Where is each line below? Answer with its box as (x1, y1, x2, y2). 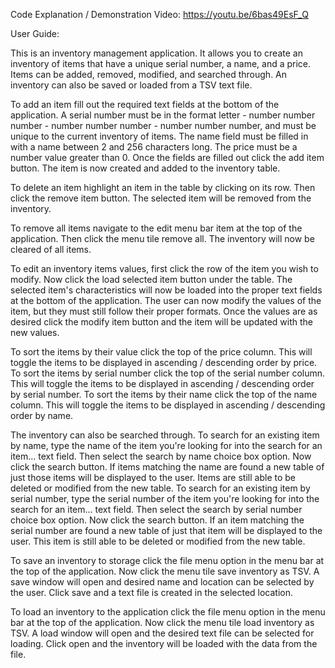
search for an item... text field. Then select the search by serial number (10, 504, 303, 515)
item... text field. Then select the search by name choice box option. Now (10, 450, 312, 462)
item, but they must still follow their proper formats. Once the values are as (10, 305, 318, 317)
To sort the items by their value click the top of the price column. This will (10, 346, 313, 358)
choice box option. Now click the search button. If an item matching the (10, 514, 305, 526)
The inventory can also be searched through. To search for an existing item (10, 429, 320, 441)
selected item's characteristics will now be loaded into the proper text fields (10, 284, 323, 296)
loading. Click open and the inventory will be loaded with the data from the (10, 638, 318, 649)
